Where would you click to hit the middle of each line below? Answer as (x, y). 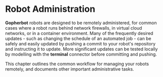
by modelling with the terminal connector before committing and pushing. (81, 54)
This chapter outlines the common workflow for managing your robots (77, 64)
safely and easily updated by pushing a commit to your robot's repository (81, 43)
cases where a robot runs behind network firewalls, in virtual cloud (74, 28)
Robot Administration (50, 9)
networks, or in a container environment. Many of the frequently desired (79, 33)
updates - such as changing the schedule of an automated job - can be (78, 38)
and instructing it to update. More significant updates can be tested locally (81, 49)
